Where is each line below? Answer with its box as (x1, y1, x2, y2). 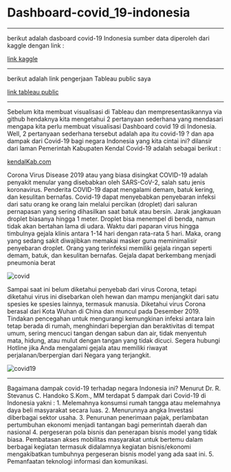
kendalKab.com (7, 157, 52, 166)
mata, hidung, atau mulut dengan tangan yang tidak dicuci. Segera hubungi (7, 336, 221, 345)
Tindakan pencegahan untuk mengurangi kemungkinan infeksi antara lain (7, 314, 215, 323)
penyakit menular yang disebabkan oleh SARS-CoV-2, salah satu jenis (7, 178, 206, 186)
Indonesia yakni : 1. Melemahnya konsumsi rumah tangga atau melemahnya (7, 398, 221, 407)
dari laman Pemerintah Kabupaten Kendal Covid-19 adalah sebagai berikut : (7, 144, 221, 152)
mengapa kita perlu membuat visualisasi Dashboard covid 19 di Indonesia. (7, 122, 217, 130)
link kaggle (7, 54, 38, 63)
